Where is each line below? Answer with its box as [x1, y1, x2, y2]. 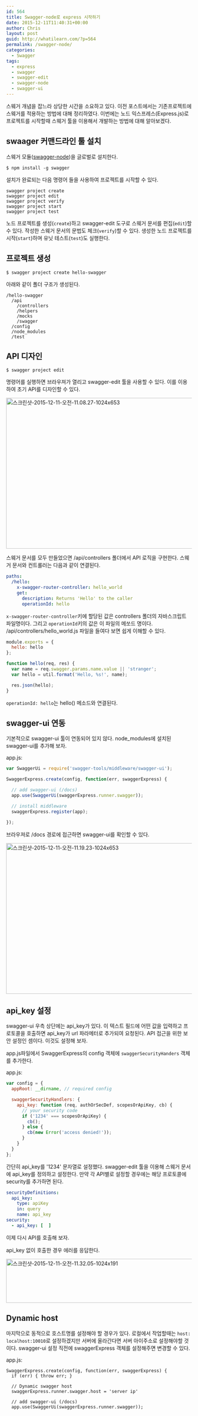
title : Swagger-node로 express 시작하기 [6, 14, 101, 20]
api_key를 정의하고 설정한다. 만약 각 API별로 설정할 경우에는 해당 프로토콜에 [12, 1170, 187, 1177]
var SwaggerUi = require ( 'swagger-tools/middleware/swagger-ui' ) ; [6, 766, 173, 772]
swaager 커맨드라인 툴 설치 [6, 137, 101, 147]
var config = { [6, 1080, 44, 1087]
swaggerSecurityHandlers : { [11, 1097, 81, 1103]
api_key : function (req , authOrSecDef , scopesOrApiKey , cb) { [16, 1102, 173, 1108]
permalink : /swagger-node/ [6, 42, 72, 48]
